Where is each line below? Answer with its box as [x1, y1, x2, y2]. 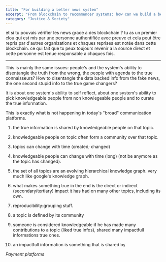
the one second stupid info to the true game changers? [5, 81, 117, 87]
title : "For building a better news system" [5, 7, 99, 12]
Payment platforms [5, 251, 45, 257]
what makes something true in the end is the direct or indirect [12, 183, 138, 189]
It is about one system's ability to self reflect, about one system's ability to [5, 90, 157, 96]
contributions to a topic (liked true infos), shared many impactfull [12, 227, 144, 233]
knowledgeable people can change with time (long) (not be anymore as [12, 153, 158, 159]
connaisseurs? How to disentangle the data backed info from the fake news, [5, 75, 160, 81]
